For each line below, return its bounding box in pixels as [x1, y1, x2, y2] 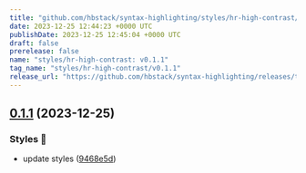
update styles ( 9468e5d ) [22, 153, 117, 164]
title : [9, 13, 35, 23]
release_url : [9, 72, 59, 82]
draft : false [9, 38, 59, 48]
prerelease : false [9, 47, 79, 56]
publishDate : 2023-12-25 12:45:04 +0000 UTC [9, 30, 181, 39]
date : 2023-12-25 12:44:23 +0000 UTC [9, 22, 153, 31]
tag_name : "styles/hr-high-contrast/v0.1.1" [9, 64, 181, 73]
